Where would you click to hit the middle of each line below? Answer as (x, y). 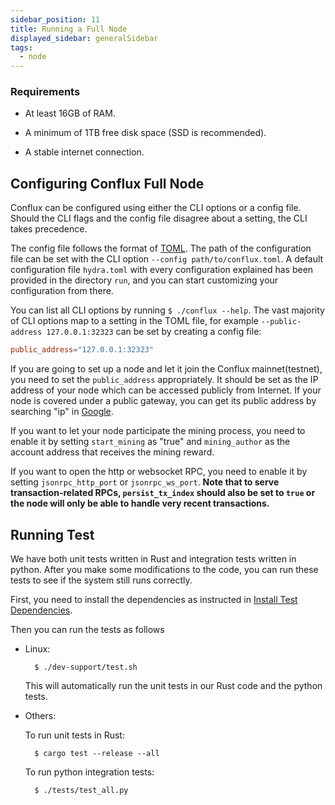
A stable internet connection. (84, 152)
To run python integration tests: (89, 772)
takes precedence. (49, 229)
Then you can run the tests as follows (87, 629)
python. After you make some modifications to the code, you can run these (164, 569)
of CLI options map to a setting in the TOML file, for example (134, 321)
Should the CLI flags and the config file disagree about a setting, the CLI (159, 218)
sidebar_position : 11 (55, 19)
